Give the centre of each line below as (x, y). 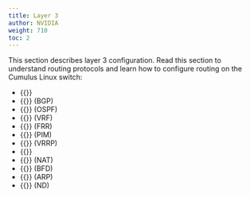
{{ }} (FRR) (36, 126)
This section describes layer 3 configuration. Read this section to (115, 60)
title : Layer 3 (33, 15)
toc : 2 (19, 38)
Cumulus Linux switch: (45, 77)
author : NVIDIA (33, 23)
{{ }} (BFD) (36, 168)
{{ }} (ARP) (36, 177)
